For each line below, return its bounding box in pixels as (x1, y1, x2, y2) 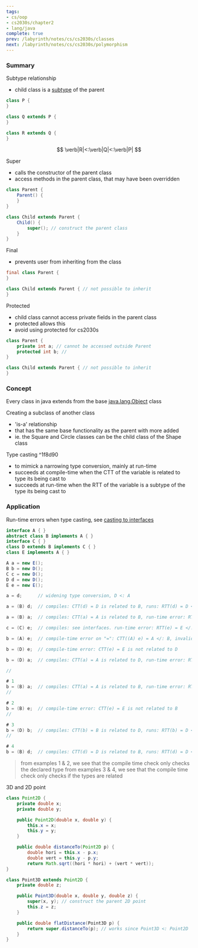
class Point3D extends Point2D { (6, 877, 88, 883)
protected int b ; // (16, 349, 67, 355)
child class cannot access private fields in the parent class (14, 313, 157, 320)
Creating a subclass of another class (6, 409, 95, 416)
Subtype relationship (6, 75, 57, 82)
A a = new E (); (6, 560, 44, 566)
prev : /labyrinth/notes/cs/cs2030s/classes (6, 36, 115, 42)
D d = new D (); (6, 577, 44, 583)
